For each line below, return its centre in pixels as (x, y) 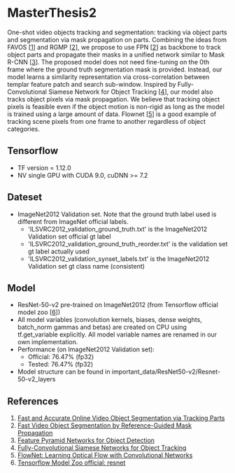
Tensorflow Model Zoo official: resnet (71, 463)
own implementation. (48, 342)
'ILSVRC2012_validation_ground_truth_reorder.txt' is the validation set (128, 243)
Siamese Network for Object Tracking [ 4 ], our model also (131, 92)
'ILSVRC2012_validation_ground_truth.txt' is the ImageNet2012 (117, 229)
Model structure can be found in (64, 372)
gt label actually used (58, 251)
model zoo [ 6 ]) (39, 312)
